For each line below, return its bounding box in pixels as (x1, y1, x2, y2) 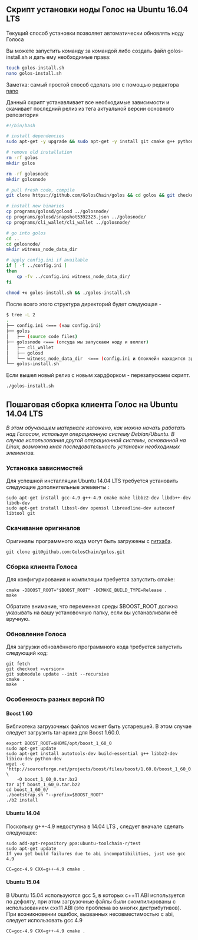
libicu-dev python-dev (6, 756, 62, 762)
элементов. (6, 449, 35, 456)
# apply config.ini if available (6, 257, 88, 263)
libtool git (6, 511, 35, 517)
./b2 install (6, 797, 38, 803)
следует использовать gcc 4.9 (6, 916, 82, 924)
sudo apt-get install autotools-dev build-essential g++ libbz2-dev (6, 751, 178, 757)
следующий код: (6, 650, 48, 657)
